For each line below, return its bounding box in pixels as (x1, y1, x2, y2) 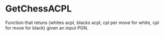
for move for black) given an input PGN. (5, 24, 89, 30)
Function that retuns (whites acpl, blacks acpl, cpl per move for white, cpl (5, 19, 159, 25)
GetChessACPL (5, 3, 72, 14)
